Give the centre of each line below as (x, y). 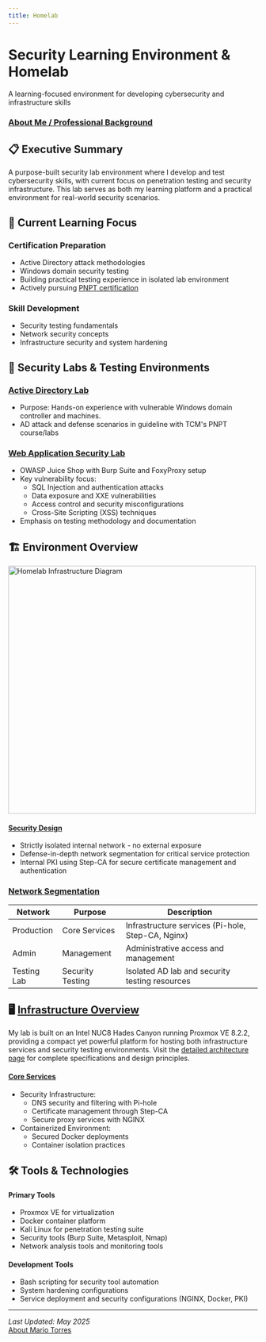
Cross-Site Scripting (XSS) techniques (94, 513)
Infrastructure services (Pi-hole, (186, 925)
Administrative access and (175, 948)
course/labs (39, 433)
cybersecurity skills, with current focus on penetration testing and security (130, 181)
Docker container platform (63, 1221)
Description (190, 912)
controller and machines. (60, 415)
